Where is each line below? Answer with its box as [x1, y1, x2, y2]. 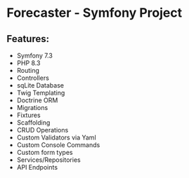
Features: [6, 33, 50, 45]
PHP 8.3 [16, 59, 41, 67]
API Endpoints [16, 163, 58, 171]
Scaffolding [16, 118, 51, 127]
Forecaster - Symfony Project [6, 5, 183, 21]
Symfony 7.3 [16, 51, 53, 60]
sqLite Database [16, 81, 65, 89]
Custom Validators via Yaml [16, 133, 96, 142]
